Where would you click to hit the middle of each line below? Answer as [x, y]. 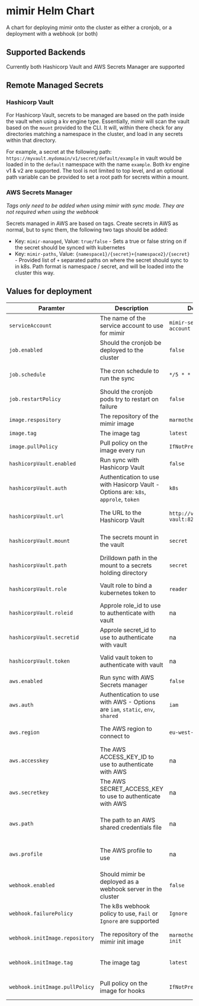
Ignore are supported [129, 920]
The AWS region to [126, 729]
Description [132, 308]
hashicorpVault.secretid [44, 637]
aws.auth [21, 705]
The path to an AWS [128, 820]
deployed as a [119, 881]
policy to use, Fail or [129, 913]
